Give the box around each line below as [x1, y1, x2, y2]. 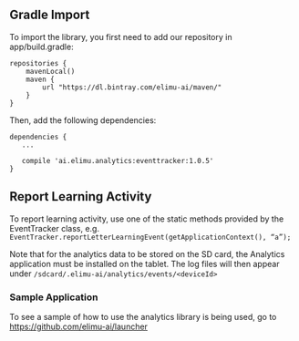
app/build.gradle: [9, 41, 75, 52]
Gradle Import [9, 7, 90, 23]
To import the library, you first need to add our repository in [9, 31, 232, 42]
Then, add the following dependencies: [9, 114, 157, 126]
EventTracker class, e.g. [9, 222, 100, 233]
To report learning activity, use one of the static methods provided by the [9, 213, 284, 224]
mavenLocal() [26, 67, 76, 76]
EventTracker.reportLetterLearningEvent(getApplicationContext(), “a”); [9, 232, 292, 242]
